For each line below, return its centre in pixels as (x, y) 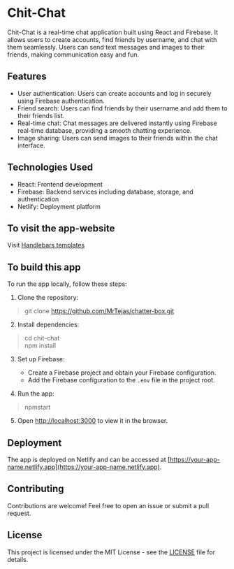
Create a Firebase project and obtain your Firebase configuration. (122, 373)
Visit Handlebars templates (46, 245)
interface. (31, 145)
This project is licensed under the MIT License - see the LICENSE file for (111, 552)
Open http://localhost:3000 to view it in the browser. (93, 421)
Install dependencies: (48, 325)
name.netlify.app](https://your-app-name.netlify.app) (84, 467)
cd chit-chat (42, 338)
